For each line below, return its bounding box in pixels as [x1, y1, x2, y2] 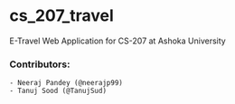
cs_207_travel [9, 5, 115, 26]
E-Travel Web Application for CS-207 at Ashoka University [9, 35, 226, 46]
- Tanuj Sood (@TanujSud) [9, 87, 107, 96]
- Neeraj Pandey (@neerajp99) [9, 79, 124, 88]
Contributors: [9, 58, 70, 71]
